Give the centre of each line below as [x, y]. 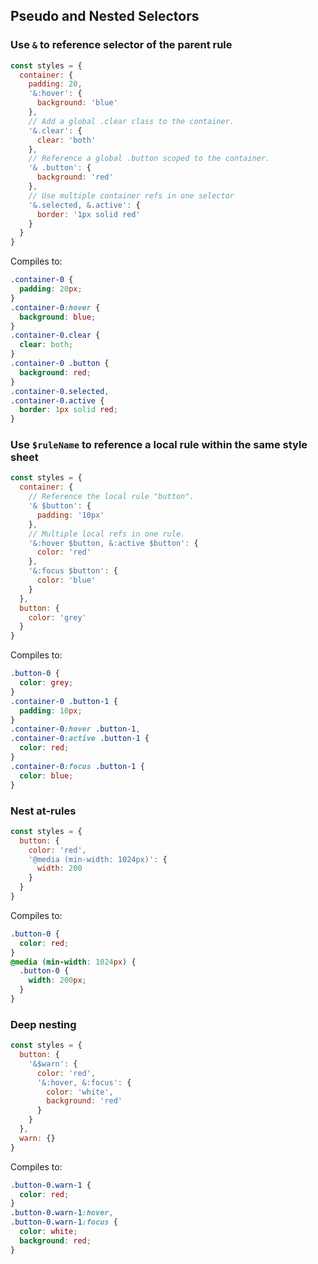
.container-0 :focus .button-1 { [77, 766]
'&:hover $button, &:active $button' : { [113, 543]
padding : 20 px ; [51, 289]
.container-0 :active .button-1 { [80, 739]
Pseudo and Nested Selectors [105, 16]
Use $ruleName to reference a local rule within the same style [159, 445]
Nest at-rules [43, 811]
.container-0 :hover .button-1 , [75, 729]
